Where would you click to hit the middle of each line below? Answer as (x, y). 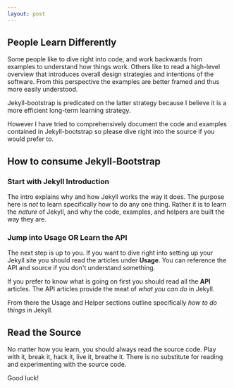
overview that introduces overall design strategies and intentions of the (111, 74)
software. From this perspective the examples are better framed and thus (113, 82)
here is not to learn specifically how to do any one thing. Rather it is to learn (117, 205)
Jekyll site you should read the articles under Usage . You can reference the (117, 260)
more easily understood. (43, 90)
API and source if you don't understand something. (81, 268)
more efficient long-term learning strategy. (69, 111)
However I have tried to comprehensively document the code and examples (117, 124)
